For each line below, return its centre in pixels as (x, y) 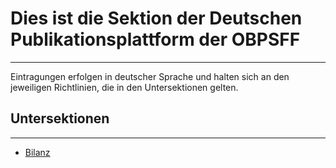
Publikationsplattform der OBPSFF (155, 39)
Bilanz (37, 152)
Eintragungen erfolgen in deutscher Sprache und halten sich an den (150, 76)
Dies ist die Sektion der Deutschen (156, 18)
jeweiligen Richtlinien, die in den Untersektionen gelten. (124, 87)
